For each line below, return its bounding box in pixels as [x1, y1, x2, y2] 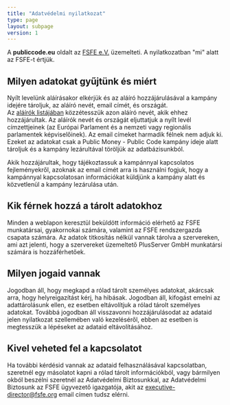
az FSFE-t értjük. [7, 56, 55, 64]
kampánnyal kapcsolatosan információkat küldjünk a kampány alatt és [7, 173, 205, 181]
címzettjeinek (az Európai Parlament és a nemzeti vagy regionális [7, 123, 192, 132]
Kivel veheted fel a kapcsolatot [7, 342, 142, 355]
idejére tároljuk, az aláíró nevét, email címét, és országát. [7, 101, 168, 110]
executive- [145, 383, 176, 391]
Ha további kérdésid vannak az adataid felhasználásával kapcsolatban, [7, 361, 207, 369]
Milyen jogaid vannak [7, 268, 101, 280]
